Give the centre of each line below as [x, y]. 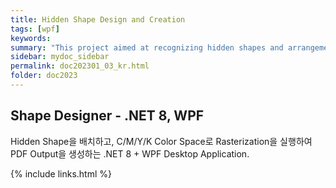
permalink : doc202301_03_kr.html [80, 66]
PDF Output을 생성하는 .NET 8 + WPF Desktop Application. [130, 153]
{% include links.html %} [61, 173]
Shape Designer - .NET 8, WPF [107, 116]
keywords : [31, 38]
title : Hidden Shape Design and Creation [98, 19]
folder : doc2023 [44, 76]
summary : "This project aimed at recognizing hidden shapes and [147, 47]
